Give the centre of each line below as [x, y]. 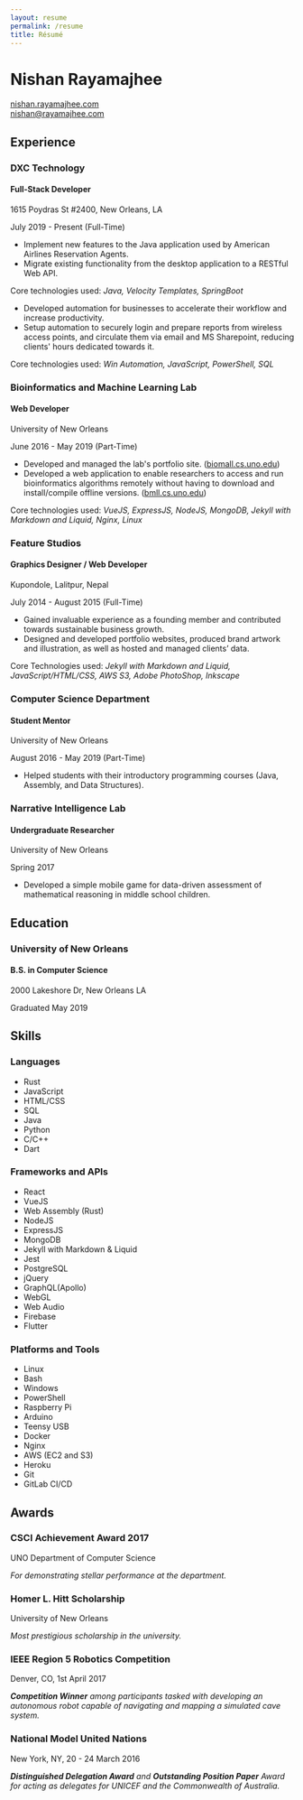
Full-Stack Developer [50, 190]
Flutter [36, 1326]
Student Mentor [41, 720]
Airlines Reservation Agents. [76, 254]
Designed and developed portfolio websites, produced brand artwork [151, 639]
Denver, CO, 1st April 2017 [58, 1679]
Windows [41, 1388]
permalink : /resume [47, 26]
